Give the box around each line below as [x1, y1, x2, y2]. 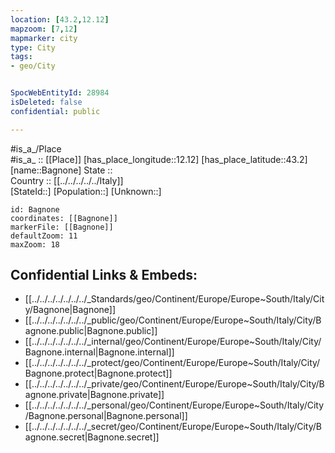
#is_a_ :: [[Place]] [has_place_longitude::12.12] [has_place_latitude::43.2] [10, 153, 308, 165]
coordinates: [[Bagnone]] [10, 213, 118, 223]
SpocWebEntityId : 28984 [10, 88, 110, 98]
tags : [10, 52, 33, 62]
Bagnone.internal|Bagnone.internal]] [24, 346, 175, 358]
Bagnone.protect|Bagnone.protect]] [24, 367, 173, 380]
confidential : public [10, 106, 101, 116]
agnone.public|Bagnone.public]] [24, 325, 158, 337]
